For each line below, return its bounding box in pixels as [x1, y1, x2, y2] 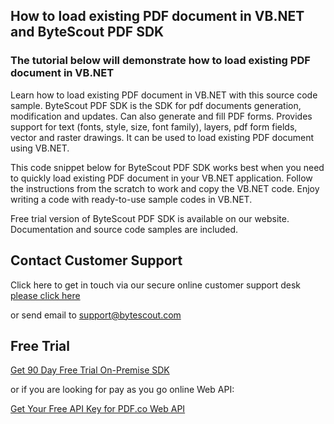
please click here [10, 289, 81, 301]
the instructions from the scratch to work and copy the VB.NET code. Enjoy [10, 182, 320, 194]
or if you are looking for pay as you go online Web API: [10, 384, 235, 396]
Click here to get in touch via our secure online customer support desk [10, 279, 302, 291]
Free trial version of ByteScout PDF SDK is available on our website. [10, 212, 290, 224]
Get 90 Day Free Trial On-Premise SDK [10, 364, 170, 376]
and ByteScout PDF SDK [10, 24, 165, 41]
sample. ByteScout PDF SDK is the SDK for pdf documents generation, [10, 99, 302, 111]
